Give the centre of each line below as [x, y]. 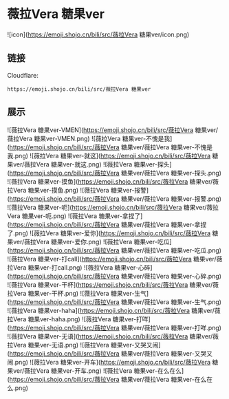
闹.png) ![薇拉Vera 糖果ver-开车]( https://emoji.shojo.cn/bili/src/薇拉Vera [109, 362]
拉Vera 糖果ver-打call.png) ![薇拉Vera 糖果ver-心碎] [80, 267]
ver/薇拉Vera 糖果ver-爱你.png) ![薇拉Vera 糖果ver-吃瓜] [92, 241]
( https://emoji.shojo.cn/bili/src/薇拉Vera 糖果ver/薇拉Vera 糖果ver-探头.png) [115, 173]
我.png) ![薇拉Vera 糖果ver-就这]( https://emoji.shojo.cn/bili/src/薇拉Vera [109, 155]
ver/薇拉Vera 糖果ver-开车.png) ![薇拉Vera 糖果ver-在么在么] [98, 370]
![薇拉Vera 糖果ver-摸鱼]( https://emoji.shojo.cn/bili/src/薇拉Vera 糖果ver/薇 [113, 181]
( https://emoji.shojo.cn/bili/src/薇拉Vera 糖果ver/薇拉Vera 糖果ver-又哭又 [110, 353]
